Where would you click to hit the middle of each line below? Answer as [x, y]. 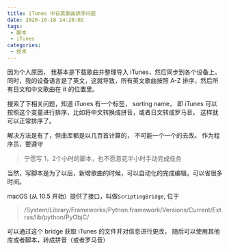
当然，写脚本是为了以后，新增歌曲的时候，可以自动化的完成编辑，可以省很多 [115, 173]
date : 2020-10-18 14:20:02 [45, 20]
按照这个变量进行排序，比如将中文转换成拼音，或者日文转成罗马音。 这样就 [113, 112]
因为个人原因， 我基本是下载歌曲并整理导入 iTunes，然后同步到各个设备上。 [114, 72]
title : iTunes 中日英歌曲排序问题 [52, 13]
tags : [15, 26]
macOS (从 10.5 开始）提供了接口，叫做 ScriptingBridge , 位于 [93, 196]
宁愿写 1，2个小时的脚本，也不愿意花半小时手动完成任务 [103, 158]
